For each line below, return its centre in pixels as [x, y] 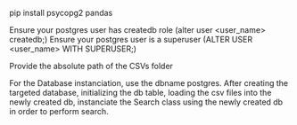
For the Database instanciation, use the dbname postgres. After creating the [148, 83]
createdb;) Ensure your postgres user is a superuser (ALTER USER [131, 39]
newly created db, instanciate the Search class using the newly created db [146, 102]
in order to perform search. [59, 111]
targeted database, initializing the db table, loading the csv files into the [140, 93]
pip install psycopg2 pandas [61, 13]
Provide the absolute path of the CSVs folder [91, 66]
